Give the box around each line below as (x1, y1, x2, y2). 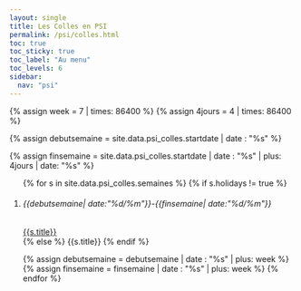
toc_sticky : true (9, 47, 75, 56)
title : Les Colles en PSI (9, 22, 107, 31)
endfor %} (22, 273, 62, 284)
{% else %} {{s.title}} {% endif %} (22, 236, 150, 247)
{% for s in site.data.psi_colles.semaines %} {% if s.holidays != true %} (22, 178, 287, 189)
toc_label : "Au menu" (9, 55, 92, 64)
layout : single (9, 13, 67, 23)
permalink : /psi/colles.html (9, 30, 120, 39)
